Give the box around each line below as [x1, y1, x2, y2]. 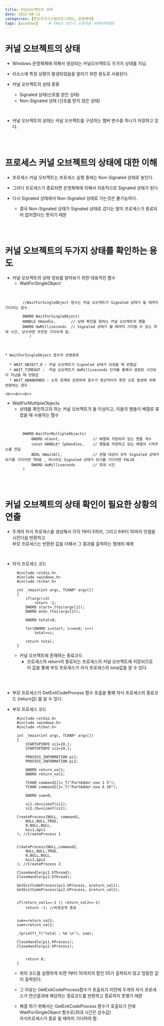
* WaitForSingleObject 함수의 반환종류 [5, 353, 79, 358]
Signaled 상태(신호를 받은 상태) [19, 91, 80, 98]
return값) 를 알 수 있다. [19, 696, 63, 702]
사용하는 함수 [34, 412, 59, 418]
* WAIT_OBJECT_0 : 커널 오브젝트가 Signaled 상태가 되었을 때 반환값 [9, 363, 137, 367]
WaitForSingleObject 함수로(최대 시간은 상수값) [19, 1009, 111, 1015]
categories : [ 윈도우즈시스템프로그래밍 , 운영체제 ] [5, 16, 94, 21]
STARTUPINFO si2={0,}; [25, 746, 72, 751]
